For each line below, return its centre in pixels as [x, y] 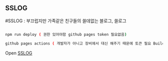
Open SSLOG [19, 53]
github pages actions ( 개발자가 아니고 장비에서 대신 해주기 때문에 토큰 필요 [78, 43]
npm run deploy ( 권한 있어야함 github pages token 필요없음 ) [66, 34]
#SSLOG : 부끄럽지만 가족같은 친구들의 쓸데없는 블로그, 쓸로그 [66, 21]
